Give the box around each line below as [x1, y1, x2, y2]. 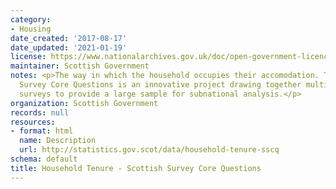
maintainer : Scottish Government [10, 61, 150, 71]
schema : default [10, 154, 78, 164]
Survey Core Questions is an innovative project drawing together [19, 80, 302, 90]
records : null [10, 107, 70, 118]
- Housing [10, 24, 52, 34]
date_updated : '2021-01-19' [10, 42, 128, 53]
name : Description [19, 136, 97, 146]
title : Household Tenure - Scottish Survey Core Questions [10, 163, 262, 173]
